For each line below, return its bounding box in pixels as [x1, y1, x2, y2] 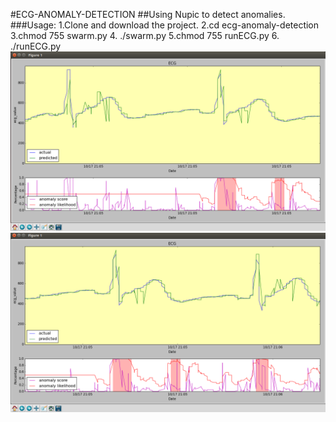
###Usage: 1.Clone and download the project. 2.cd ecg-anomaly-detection [10, 19, 320, 31]
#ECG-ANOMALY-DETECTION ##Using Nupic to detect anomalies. [10, 9, 286, 20]
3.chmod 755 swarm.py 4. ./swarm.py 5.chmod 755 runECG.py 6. [10, 30, 280, 41]
